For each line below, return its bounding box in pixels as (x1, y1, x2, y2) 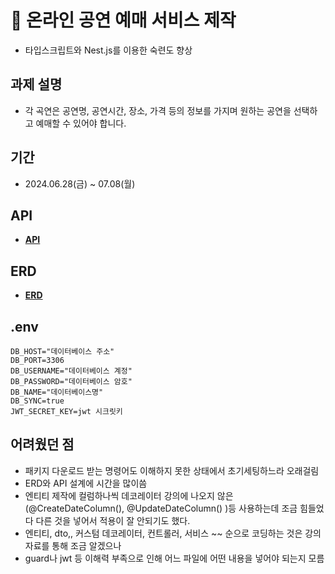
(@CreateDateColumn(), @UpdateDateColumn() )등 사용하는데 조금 (24, 502, 298, 514)
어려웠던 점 (10, 436, 75, 453)
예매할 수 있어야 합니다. (35, 117, 127, 129)
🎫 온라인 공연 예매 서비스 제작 (10, 9, 237, 32)
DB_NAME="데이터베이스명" (10, 387, 104, 397)
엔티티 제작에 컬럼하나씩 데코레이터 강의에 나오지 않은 (24, 489, 234, 501)
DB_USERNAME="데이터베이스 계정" (10, 366, 133, 376)
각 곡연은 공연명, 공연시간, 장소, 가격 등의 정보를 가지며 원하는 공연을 (24, 104, 292, 116)
